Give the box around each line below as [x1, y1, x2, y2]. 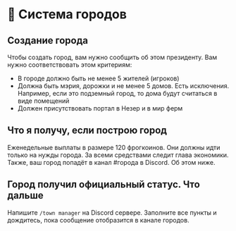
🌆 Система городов [7, 6, 127, 23]
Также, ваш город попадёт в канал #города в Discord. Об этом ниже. [7, 158, 216, 166]
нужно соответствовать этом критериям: [7, 61, 132, 69]
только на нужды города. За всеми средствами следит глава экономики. [7, 151, 229, 159]
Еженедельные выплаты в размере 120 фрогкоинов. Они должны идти [7, 143, 221, 151]
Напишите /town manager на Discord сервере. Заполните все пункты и [7, 208, 217, 217]
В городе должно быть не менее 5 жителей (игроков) [17, 74, 180, 82]
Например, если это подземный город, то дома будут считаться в [17, 89, 218, 97]
